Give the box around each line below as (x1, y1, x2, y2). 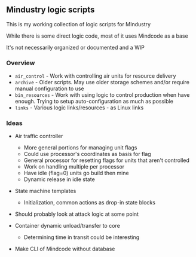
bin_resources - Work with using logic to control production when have (14, 91, 190, 99)
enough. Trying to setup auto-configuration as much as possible (14, 98, 173, 105)
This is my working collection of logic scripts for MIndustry (6, 20, 151, 27)
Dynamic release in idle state (23, 176, 96, 183)
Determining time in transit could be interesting (23, 234, 140, 241)
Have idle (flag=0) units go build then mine (23, 170, 130, 177)
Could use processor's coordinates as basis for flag (23, 151, 151, 158)
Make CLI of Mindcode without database (14, 245, 115, 253)
